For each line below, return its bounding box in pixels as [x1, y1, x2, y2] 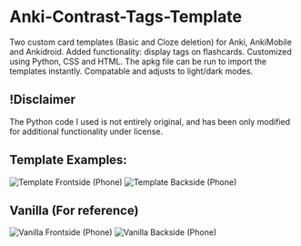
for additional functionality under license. [9, 126, 164, 137]
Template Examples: [9, 152, 127, 168]
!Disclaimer [9, 92, 75, 108]
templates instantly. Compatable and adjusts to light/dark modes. [9, 66, 254, 77]
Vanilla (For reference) [9, 202, 139, 218]
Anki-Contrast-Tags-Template [9, 6, 243, 27]
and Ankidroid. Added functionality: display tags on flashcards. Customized [9, 46, 293, 56]
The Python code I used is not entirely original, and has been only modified [9, 116, 291, 127]
